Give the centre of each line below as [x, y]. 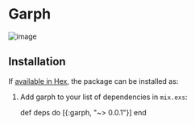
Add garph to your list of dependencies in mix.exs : [104, 97]
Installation [37, 62]
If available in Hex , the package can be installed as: [93, 81]
